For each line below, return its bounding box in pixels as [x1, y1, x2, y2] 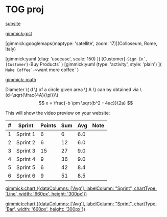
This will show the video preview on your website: [5, 110, 110, 116]
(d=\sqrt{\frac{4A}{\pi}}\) [5, 92, 59, 98]
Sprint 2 [16, 139, 36, 146]
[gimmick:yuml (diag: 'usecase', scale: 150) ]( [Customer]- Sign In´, [5, 55, 148, 62]
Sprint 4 [16, 155, 36, 162]
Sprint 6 [16, 172, 36, 179]
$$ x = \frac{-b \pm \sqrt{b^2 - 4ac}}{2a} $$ [38, 100, 133, 106]
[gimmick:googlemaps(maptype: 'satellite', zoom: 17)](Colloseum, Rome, [5, 40, 158, 47]
